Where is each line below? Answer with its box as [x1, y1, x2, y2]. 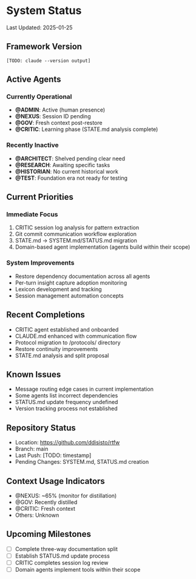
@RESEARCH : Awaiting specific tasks [15, 161, 110, 168]
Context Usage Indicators [6, 476, 105, 486]
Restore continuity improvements [15, 345, 98, 352]
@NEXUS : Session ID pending [15, 113, 91, 120]
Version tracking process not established [15, 405, 118, 412]
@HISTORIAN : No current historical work [15, 168, 118, 175]
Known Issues [6, 369, 61, 380]
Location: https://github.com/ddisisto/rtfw [15, 439, 120, 446]
